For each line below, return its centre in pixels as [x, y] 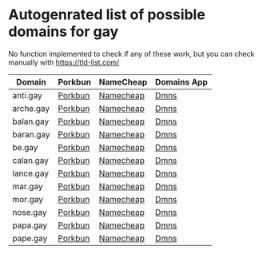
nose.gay [30, 212]
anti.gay [27, 95]
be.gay [25, 147]
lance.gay [31, 173]
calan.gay [31, 160]
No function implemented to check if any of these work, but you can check [131, 54]
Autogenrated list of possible [107, 15]
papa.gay [30, 225]
